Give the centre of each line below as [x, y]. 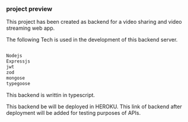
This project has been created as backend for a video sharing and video [94, 22]
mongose [16, 78]
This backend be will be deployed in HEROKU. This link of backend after [94, 107]
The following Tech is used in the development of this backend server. [92, 40]
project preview [29, 9]
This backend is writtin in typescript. [51, 95]
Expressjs [18, 61]
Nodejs [14, 56]
